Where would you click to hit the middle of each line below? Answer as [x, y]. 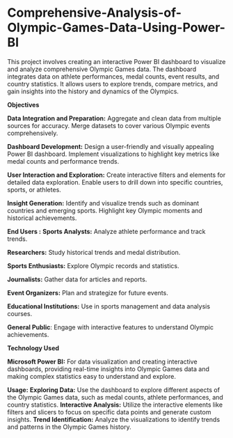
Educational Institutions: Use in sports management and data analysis [109, 306]
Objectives [23, 104]
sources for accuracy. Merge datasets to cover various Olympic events [109, 125]
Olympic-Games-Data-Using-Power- [116, 28]
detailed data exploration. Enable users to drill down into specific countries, [115, 182]
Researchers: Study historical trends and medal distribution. [94, 252]
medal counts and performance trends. [63, 161]
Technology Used [33, 348]
